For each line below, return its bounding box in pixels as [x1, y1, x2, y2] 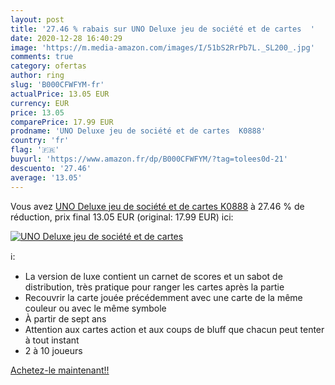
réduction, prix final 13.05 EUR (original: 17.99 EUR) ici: [10, 211, 234, 223]
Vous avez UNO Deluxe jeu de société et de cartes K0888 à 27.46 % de [10, 200, 305, 212]
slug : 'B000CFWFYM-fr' [10, 80, 105, 90]
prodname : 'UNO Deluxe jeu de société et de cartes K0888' [10, 126, 267, 136]
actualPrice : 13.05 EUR [10, 89, 110, 99]
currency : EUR [10, 98, 70, 108]
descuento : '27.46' [10, 163, 92, 173]
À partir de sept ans [24, 312, 107, 325]
